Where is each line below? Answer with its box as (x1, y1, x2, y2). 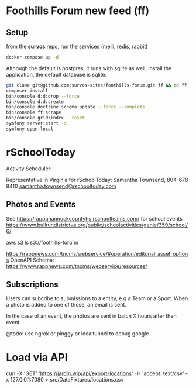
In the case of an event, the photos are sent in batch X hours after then (6, 313, 177, 320)
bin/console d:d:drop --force (6, 93, 80, 99)
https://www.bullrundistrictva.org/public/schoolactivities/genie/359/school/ (6, 221, 188, 228)
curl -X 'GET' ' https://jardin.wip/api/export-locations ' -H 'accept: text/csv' (6, 370, 184, 377)
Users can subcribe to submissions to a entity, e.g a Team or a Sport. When (6, 295, 188, 302)
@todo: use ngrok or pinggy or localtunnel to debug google (6, 330, 149, 337)
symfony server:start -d (6, 121, 67, 126)
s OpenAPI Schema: (6, 256, 54, 263)
